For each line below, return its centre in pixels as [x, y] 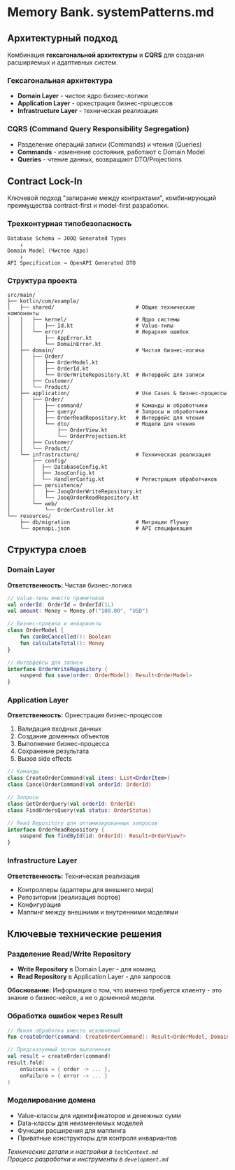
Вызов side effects [44, 759]
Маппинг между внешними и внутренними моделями [98, 912]
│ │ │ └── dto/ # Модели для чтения [101, 424]
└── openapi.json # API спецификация [106, 529]
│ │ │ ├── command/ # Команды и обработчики [108, 406]
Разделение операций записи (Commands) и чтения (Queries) [109, 144]
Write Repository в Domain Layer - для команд [86, 969]
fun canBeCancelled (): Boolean [65, 637]
